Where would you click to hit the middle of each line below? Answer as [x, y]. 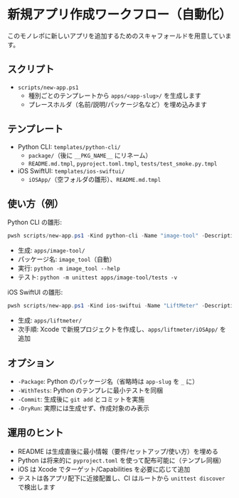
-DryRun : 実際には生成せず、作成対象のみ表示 [83, 408]
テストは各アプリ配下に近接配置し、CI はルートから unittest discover [121, 478]
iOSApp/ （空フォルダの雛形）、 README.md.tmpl [95, 179]
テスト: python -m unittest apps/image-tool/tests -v [97, 277]
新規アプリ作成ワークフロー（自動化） [120, 15]
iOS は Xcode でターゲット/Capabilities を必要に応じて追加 [104, 469]
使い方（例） [36, 204]
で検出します [36, 487]
